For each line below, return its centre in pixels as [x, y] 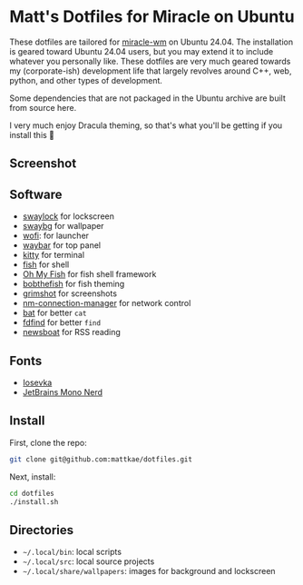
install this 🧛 [32, 134]
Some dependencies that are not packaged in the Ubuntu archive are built [147, 98]
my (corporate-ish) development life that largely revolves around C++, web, [151, 71]
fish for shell [46, 264]
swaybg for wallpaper [63, 226]
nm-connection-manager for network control [107, 303]
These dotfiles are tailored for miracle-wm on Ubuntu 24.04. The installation [151, 42]
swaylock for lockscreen [68, 216]
